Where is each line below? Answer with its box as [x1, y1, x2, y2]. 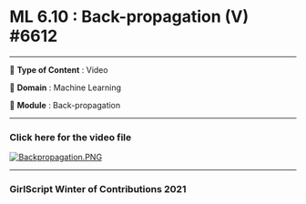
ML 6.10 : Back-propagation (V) [9, 6, 250, 27]
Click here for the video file [9, 130, 132, 143]
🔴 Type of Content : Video [9, 64, 108, 75]
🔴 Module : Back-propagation [9, 99, 121, 110]
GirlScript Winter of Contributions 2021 [9, 183, 187, 196]
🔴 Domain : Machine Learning [9, 82, 121, 93]
